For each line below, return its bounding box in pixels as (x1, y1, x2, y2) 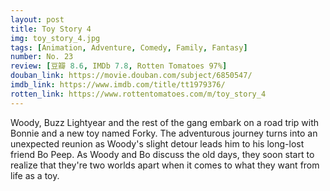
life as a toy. (10, 169, 60, 181)
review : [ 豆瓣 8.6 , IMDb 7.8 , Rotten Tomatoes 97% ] (10, 61, 228, 71)
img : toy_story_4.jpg (10, 33, 101, 43)
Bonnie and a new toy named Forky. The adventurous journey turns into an (10, 127, 318, 139)
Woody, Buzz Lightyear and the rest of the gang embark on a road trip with (10, 116, 320, 128)
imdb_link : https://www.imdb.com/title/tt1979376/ (10, 80, 226, 90)
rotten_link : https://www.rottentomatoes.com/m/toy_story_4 (10, 89, 267, 99)
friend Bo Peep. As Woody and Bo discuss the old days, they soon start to (10, 148, 315, 160)
